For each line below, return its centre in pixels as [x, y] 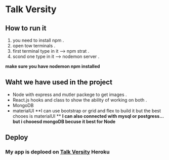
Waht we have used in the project [59, 82]
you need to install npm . [38, 40]
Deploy [17, 137]
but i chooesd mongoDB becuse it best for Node [64, 121]
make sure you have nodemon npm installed [53, 66]
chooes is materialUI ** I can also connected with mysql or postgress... [88, 116]
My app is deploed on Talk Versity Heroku [57, 152]
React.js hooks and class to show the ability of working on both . [80, 100]
